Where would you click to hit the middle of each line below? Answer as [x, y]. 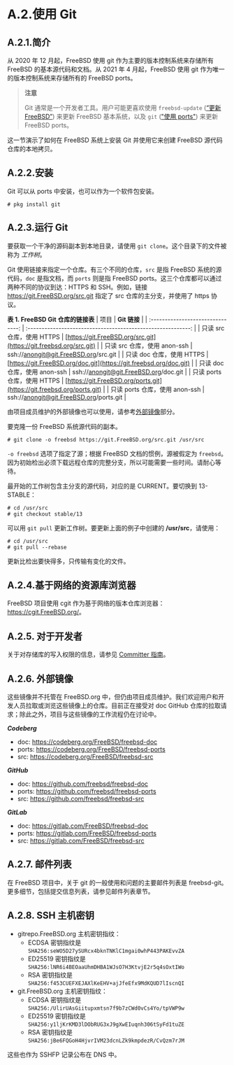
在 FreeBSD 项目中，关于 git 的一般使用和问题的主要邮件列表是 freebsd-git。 [117, 882]
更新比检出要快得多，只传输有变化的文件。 [68, 561]
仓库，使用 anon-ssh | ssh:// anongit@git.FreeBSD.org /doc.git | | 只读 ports [115, 372]
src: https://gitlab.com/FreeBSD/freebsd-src [81, 841]
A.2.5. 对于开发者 [45, 636]
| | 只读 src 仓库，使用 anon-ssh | [145, 345]
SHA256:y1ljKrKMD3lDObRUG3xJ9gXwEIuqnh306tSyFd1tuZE [106, 1024]
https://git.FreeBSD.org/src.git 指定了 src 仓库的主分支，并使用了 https [108, 295]
